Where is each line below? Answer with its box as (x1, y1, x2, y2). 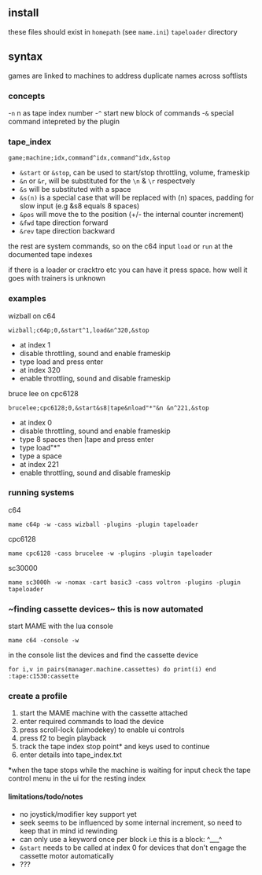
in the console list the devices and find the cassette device (8, 650, 199, 660)
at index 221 (19, 459, 59, 469)
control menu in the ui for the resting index (8, 774, 146, 783)
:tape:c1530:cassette (8, 672, 79, 681)
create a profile (8, 691, 68, 702)
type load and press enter (19, 357, 104, 366)
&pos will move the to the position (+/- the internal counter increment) (19, 210, 244, 219)
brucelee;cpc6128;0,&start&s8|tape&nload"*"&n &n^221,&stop (8, 404, 210, 412)
